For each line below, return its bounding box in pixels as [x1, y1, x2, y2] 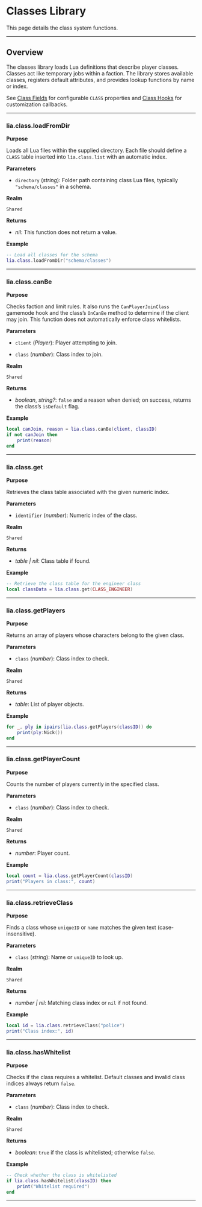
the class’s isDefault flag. [14, 403, 80, 410]
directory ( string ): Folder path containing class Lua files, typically [14, 177, 179, 184]
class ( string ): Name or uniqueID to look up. [14, 953, 123, 960]
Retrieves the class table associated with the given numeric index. [6, 488, 170, 495]
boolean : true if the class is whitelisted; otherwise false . [14, 1148, 156, 1156]
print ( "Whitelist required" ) [17, 1183, 90, 1190]
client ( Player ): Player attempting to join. [14, 339, 117, 346]
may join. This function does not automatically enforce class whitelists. [6, 315, 182, 323]
